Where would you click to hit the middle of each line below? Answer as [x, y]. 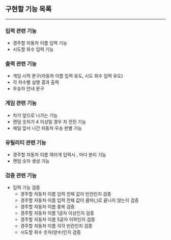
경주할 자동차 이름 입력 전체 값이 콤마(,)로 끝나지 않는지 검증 [79, 200]
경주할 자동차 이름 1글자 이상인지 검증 [57, 213]
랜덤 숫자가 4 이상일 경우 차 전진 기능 [49, 122]
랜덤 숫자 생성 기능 [31, 161]
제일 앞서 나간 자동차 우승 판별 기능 [47, 128]
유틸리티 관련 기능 [26, 142]
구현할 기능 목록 [28, 9]
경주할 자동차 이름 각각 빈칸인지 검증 [56, 226]
